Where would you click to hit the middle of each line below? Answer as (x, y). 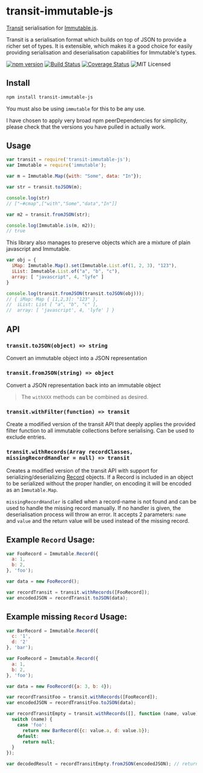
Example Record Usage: (51, 540)
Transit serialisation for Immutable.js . (52, 28)
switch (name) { (32, 720)
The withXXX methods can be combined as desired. (85, 397)
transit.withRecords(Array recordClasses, (69, 452)
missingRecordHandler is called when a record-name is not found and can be (101, 501)
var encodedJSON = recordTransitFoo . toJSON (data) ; (71, 703)
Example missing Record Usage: (67, 617)
